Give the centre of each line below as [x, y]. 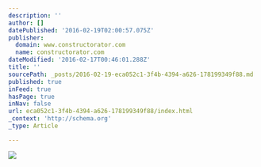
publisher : [26, 38]
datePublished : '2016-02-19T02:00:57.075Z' [81, 30]
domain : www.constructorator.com [71, 45]
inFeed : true [30, 89]
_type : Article [33, 126]
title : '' [25, 67]
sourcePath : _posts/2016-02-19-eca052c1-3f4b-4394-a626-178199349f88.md [131, 74]
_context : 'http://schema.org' [60, 119]
